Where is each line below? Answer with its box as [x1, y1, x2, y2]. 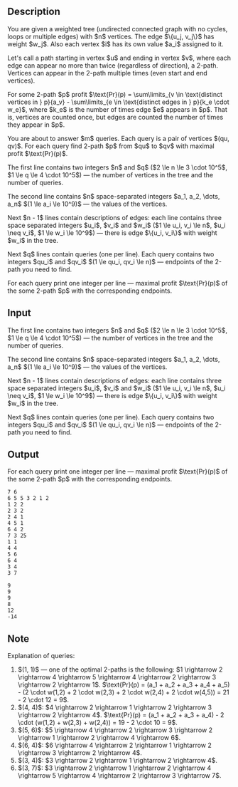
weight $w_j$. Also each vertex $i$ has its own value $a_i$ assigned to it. [7, 39, 224, 48]
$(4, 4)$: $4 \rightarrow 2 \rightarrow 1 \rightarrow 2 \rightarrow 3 [17, 703, 212, 712]
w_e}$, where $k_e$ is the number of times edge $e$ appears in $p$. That [7, 105, 227, 113]
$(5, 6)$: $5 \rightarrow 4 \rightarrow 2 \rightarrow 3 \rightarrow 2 [17, 726, 213, 734]
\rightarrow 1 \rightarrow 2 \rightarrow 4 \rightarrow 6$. [17, 734, 181, 742]
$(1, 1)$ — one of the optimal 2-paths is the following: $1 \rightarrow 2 [17, 665, 223, 674]
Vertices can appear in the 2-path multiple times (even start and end [7, 68, 207, 77]
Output [7, 449, 39, 461]
